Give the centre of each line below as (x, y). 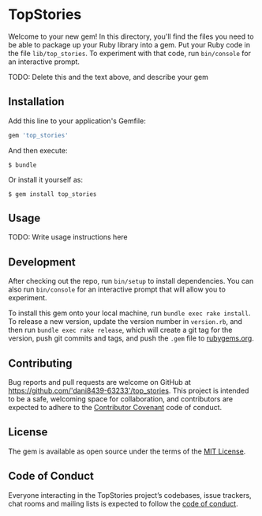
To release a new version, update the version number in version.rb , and (125, 322)
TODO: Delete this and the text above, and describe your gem (109, 77)
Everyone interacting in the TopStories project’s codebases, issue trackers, (130, 495)
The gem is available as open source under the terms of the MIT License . (127, 451)
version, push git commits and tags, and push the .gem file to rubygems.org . (131, 338)
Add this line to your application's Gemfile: (77, 121)
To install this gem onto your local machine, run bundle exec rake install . (129, 313)
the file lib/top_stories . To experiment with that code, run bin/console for (129, 53)
